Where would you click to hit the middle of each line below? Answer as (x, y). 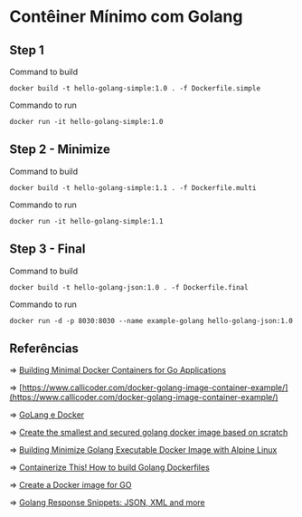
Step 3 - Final (47, 249)
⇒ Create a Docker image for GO (71, 485)
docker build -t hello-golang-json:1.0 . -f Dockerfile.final (129, 287)
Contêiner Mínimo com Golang (126, 17)
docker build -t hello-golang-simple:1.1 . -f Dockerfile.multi (133, 187)
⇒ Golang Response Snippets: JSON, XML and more (107, 503)
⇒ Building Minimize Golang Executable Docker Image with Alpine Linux (143, 450)
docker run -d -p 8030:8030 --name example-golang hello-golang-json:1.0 (151, 321)
